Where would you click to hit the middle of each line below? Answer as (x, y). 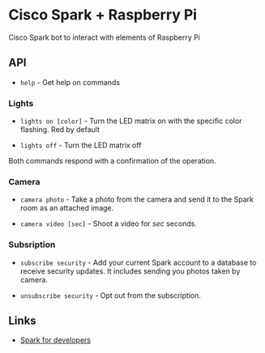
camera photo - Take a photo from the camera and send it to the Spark (137, 199)
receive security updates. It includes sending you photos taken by (130, 271)
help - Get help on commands (70, 82)
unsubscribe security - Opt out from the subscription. (110, 295)
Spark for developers (56, 340)
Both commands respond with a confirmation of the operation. (112, 161)
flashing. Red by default (60, 130)
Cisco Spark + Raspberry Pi (103, 15)
